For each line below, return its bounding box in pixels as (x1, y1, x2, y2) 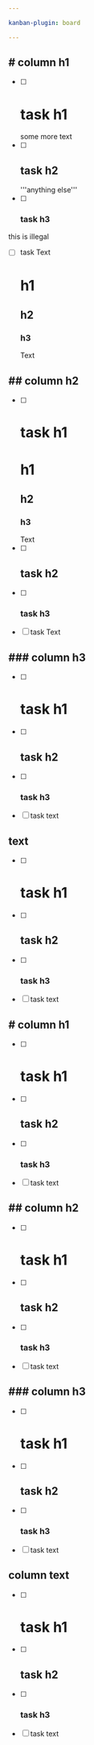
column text (8, 1569, 70, 1582)
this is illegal (8, 232, 50, 241)
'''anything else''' (19, 185, 78, 195)
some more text (19, 132, 72, 142)
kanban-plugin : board (8, 19, 81, 27)
